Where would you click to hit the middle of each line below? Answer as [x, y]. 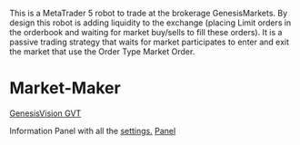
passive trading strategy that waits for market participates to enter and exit [149, 42]
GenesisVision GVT [45, 113]
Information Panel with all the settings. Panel [93, 130]
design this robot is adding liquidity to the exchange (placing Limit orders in [150, 23]
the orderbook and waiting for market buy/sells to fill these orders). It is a [146, 32]
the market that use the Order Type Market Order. [102, 52]
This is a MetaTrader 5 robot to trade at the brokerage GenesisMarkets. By [149, 13]
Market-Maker [65, 88]
